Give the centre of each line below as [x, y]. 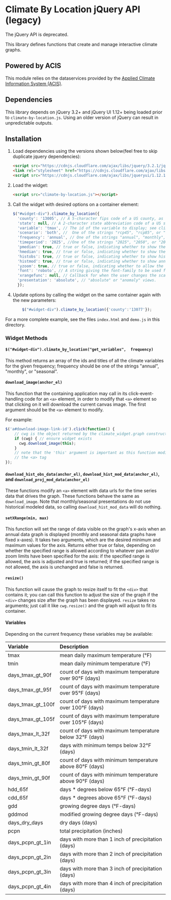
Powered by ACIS [33, 66]
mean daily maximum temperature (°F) [106, 655]
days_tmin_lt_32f [28, 748]
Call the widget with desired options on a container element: [76, 204]
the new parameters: [34, 300]
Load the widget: [30, 185]
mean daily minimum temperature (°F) [105, 663]
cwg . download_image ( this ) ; [47, 443]
